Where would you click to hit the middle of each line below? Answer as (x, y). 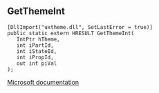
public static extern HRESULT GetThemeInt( (71, 33)
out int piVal (37, 63)
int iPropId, (35, 57)
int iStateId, (37, 51)
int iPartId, (35, 45)
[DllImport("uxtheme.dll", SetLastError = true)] (80, 27)
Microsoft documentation (43, 82)
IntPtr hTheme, (38, 39)
